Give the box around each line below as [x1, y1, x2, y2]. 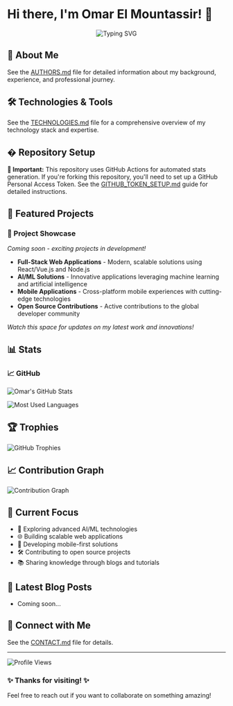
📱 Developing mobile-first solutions [17, 540, 119, 548]
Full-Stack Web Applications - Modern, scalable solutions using [17, 258, 202, 266]
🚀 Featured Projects [7, 208, 94, 220]
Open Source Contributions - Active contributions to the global [17, 302, 200, 311]
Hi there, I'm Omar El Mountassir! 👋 [7, 6, 213, 22]
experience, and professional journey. [7, 75, 116, 83]
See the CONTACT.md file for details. [7, 638, 114, 646]
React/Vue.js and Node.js [17, 265, 90, 274]
